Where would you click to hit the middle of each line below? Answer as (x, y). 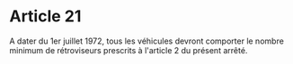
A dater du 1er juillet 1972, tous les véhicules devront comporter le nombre (147, 41)
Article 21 (45, 16)
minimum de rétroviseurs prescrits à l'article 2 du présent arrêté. (129, 50)
